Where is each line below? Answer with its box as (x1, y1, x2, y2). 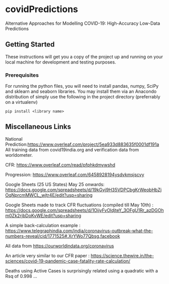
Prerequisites (5, 72, 39, 79)
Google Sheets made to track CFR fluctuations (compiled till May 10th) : (5, 202, 154, 208)
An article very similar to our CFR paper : (5, 252, 90, 258)
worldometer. (5, 152, 33, 158)
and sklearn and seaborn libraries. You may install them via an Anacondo (5, 88, 157, 94)
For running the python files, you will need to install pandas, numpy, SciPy (5, 83, 159, 89)
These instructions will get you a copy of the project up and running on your (5, 53, 163, 60)
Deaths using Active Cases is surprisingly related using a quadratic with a (5, 267, 158, 273)
